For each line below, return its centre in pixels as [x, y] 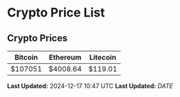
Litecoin [103, 57]
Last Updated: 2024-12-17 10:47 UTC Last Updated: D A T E [90, 86]
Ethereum [65, 57]
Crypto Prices [37, 38]
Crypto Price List [56, 13]
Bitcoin [26, 57]
